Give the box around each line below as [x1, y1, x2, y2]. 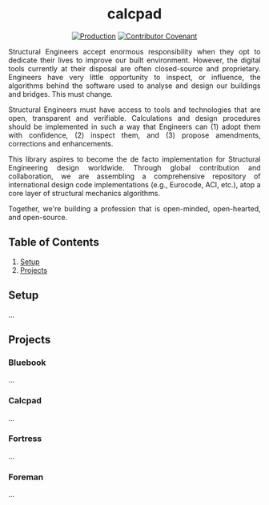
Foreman [8, 471, 44, 483]
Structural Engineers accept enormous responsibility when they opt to [8, 46, 261, 56]
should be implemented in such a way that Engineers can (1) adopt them [8, 122, 261, 131]
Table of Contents [8, 235, 100, 249]
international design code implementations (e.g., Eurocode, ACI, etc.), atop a [8, 179, 261, 189]
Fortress [8, 433, 42, 444]
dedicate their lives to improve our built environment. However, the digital [8, 55, 261, 65]
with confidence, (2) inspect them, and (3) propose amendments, [8, 130, 261, 140]
